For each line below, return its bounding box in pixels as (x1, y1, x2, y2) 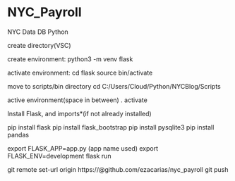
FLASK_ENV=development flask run (7, 151, 112, 160)
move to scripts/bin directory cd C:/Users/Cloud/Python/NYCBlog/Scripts (7, 82, 221, 90)
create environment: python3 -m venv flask (7, 54, 133, 63)
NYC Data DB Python (7, 27, 68, 36)
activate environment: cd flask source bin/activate (7, 68, 153, 77)
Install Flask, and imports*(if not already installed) (7, 109, 152, 118)
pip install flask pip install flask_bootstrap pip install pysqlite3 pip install (7, 123, 215, 131)
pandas (7, 130, 30, 139)
